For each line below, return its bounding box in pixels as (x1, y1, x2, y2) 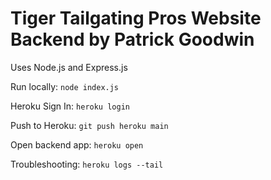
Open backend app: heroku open (10, 138, 144, 151)
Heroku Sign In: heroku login (10, 100, 130, 112)
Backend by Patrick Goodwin (10, 28, 255, 51)
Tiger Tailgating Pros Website (10, 7, 262, 30)
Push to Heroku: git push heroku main (10, 119, 169, 131)
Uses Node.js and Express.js (10, 61, 128, 73)
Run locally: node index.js (10, 80, 120, 92)
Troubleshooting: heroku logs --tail (10, 158, 164, 170)
